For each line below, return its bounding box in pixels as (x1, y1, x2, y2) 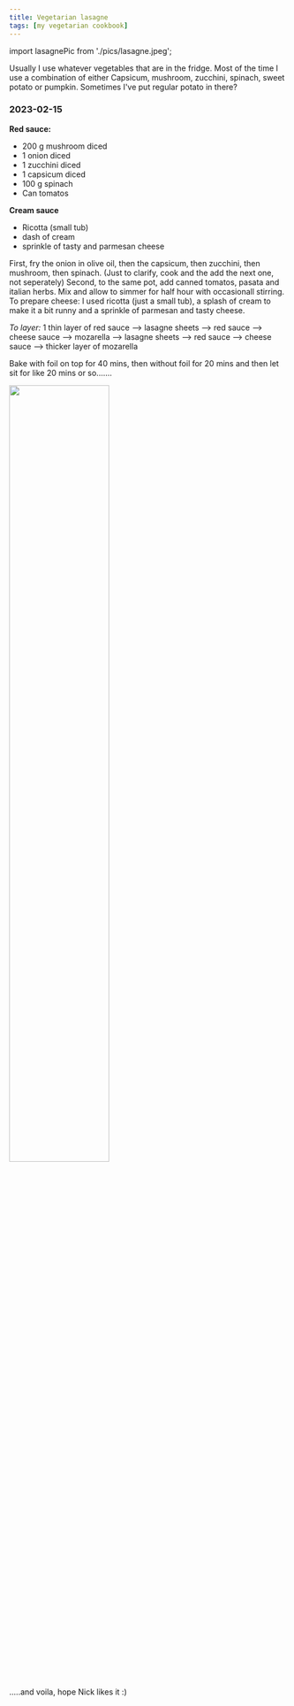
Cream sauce (9, 204, 59, 215)
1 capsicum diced (21, 169, 86, 180)
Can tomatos (21, 188, 69, 198)
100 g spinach (21, 178, 73, 188)
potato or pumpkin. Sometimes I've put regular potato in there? (9, 81, 238, 92)
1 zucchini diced (21, 159, 81, 170)
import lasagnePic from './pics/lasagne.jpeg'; (9, 45, 172, 56)
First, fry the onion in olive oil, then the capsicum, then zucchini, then (9, 257, 260, 268)
